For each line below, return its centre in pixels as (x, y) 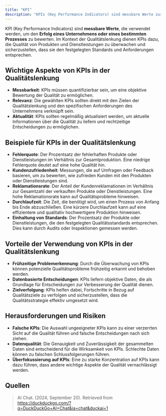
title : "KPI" (19, 10)
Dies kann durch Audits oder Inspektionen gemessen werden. (75, 228)
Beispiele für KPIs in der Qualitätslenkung (70, 143)
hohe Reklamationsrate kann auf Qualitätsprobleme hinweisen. (76, 197)
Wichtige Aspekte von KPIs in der (58, 70)
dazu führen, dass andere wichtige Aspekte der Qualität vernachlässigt (84, 364)
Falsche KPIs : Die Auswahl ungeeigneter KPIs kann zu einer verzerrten (84, 328)
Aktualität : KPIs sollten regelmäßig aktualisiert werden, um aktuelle (81, 117)
